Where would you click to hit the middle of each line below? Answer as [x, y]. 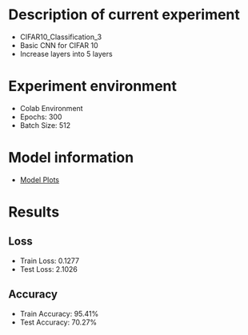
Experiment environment [93, 86]
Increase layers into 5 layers [66, 54]
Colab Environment [51, 108]
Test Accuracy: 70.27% [58, 322]
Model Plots [40, 179]
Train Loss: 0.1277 [50, 261]
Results [34, 212]
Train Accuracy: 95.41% [59, 313]
